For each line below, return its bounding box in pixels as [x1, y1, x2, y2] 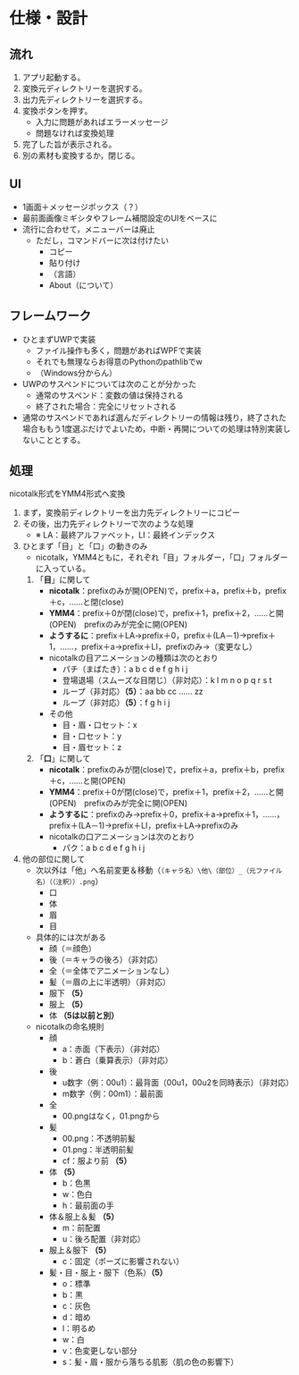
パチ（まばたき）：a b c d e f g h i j [62, 663, 188, 675]
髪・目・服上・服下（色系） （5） [48, 1267, 168, 1278]
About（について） [48, 279, 119, 291]
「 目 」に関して [35, 574, 91, 586]
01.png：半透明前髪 [62, 1144, 135, 1155]
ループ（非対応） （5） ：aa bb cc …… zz [62, 686, 203, 697]
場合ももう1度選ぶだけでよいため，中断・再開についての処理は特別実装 [21, 423, 283, 434]
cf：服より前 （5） [62, 1155, 132, 1167]
